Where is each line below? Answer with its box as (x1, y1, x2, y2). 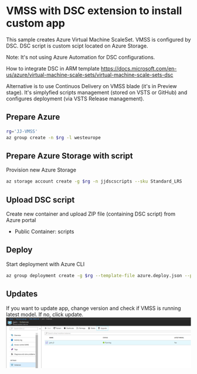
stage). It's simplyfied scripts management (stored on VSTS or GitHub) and (6, 89, 188, 96)
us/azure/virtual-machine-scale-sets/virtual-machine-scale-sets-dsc (6, 71, 174, 78)
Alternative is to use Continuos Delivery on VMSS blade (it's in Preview (6, 82, 177, 89)
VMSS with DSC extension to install (6, 4, 182, 18)
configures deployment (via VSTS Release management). (6, 95, 145, 102)
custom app (6, 16, 66, 30)
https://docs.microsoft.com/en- (100, 65, 177, 72)
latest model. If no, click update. (6, 311, 84, 318)
